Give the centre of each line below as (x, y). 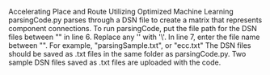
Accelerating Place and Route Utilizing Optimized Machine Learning (121, 12)
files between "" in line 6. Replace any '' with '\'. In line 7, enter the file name (134, 37)
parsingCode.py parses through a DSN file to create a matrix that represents (135, 20)
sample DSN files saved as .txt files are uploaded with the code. (115, 62)
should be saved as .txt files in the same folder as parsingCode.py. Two (127, 54)
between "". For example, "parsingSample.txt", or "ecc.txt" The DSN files (130, 45)
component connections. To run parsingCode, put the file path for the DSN (133, 28)
